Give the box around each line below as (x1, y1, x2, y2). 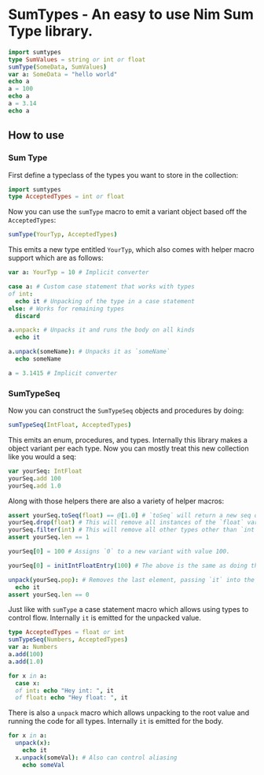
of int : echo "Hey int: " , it (15, 687, 114, 695)
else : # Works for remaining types (8, 305, 125, 313)
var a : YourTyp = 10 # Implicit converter (8, 269, 149, 276)
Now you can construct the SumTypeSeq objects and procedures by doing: (8, 406, 244, 415)
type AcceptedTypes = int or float (8, 193, 125, 201)
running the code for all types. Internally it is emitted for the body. (8, 717, 224, 726)
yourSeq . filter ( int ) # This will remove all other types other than (8, 526, 237, 534)
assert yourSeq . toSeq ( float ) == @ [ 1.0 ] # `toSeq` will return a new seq (8, 511, 251, 519)
